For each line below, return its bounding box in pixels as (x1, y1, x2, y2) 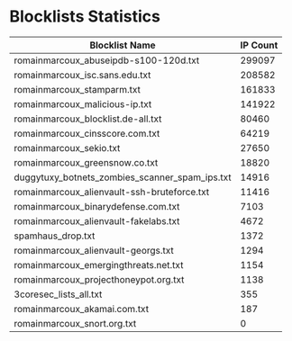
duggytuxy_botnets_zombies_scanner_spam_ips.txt (14, 171, 232, 184)
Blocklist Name (89, 39, 156, 51)
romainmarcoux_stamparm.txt (14, 83, 141, 95)
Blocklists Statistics (9, 6, 160, 27)
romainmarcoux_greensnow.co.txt (14, 156, 159, 168)
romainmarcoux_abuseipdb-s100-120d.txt (14, 54, 200, 67)
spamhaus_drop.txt (14, 229, 96, 242)
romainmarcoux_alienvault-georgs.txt (14, 244, 174, 256)
